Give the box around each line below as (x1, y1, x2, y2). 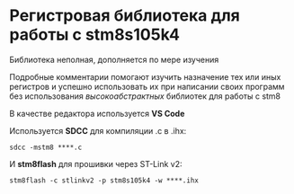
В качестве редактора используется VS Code (9, 108, 185, 119)
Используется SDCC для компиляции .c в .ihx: (9, 125, 187, 136)
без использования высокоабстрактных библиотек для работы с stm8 (9, 91, 281, 101)
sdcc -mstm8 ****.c (9, 143, 83, 152)
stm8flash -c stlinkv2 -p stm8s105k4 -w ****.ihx (9, 176, 200, 185)
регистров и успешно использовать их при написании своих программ (9, 81, 285, 92)
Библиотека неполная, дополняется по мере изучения (9, 54, 219, 65)
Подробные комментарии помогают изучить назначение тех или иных (9, 71, 281, 82)
